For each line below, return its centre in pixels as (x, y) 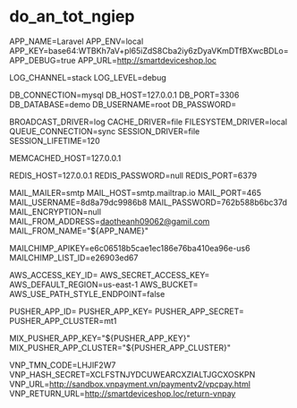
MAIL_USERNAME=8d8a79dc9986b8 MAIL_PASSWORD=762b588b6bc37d (148, 202)
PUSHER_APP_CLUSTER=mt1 (63, 320)
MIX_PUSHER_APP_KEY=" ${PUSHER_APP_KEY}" (100, 338)
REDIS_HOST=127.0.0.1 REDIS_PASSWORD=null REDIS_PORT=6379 (133, 175)
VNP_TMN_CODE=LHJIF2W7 (63, 365)
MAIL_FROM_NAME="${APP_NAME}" (79, 231)
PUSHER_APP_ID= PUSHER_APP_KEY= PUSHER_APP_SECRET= (127, 311)
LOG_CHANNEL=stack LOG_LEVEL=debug (88, 77)
